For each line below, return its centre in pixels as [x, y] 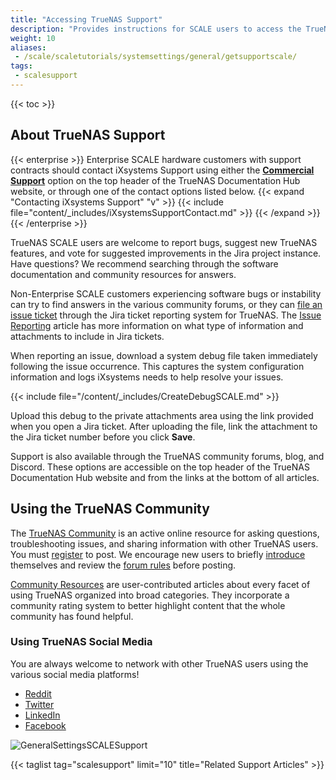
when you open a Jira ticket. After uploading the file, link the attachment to [164, 426]
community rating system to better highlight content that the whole [148, 605]
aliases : [28, 47]
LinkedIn [42, 715]
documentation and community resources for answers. [123, 274]
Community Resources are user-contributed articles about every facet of [160, 584]
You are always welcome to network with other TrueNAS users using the [159, 663]
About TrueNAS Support [88, 135]
